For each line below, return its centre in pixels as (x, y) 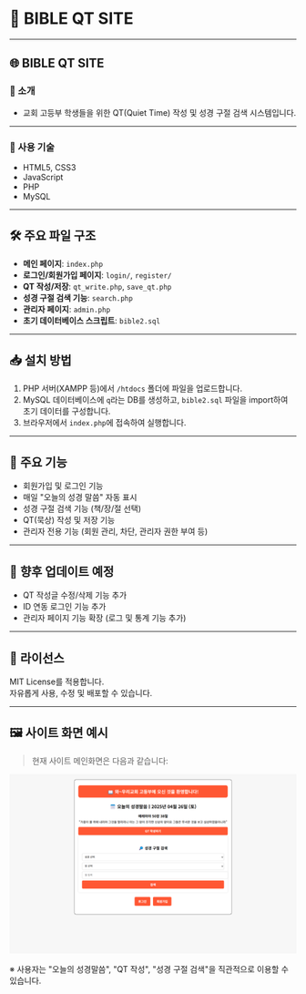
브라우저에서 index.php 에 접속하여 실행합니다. (104, 422)
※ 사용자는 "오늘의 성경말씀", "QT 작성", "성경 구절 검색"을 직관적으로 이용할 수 (149, 968)
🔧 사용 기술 (32, 147)
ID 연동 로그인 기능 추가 (64, 607)
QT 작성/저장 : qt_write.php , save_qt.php (97, 286)
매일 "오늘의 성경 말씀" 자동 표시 (80, 497)
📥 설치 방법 (41, 360)
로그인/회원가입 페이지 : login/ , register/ (97, 275)
